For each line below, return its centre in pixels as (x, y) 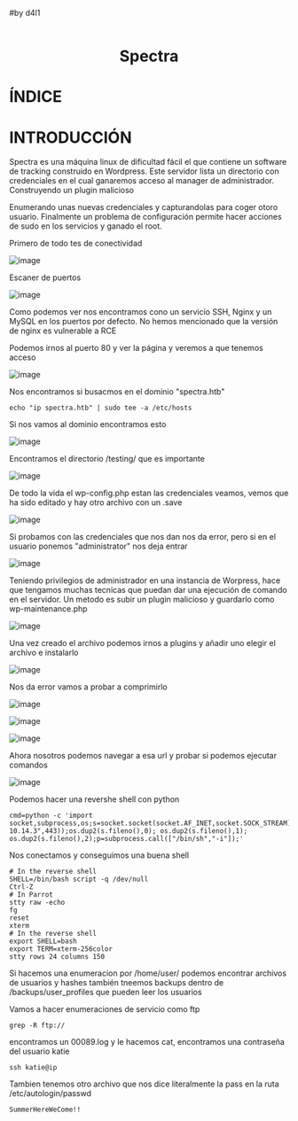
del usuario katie (39, 1051)
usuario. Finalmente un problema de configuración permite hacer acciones (145, 217)
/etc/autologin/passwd (50, 1094)
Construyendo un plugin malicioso (72, 191)
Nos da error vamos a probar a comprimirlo (88, 687)
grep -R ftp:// (37, 1026)
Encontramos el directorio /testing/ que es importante (107, 459)
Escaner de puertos (45, 277)
